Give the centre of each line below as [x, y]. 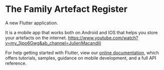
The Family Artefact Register [66, 9]
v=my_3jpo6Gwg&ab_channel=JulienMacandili [53, 43]
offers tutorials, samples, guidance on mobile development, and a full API [81, 58]
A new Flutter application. [32, 23]
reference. [16, 63]
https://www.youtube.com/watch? [103, 38]
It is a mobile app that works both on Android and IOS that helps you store [81, 32]
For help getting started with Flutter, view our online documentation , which [82, 53]
